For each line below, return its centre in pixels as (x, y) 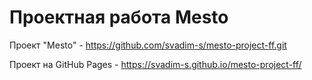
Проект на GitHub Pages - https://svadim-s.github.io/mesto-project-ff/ (155, 64)
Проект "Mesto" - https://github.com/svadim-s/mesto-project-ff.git (148, 45)
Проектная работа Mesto (119, 17)
